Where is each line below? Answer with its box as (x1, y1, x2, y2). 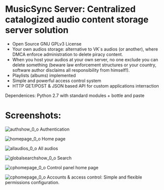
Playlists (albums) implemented (12, 72, 76, 78)
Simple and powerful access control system (12, 78, 101, 84)
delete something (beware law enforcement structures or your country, (12, 62, 157, 68)
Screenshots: (5, 110, 62, 121)
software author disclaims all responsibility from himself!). (12, 67, 130, 73)
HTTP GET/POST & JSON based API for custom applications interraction (12, 83, 159, 89)
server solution (5, 25, 69, 36)
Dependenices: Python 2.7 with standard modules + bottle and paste (5, 93, 145, 98)
